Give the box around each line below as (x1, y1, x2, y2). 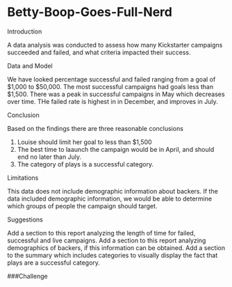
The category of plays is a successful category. (17, 160, 154, 168)
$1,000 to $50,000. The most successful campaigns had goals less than (7, 82, 214, 91)
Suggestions (7, 215, 44, 224)
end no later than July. (17, 153, 82, 161)
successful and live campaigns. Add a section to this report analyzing (7, 236, 206, 245)
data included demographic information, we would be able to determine (7, 194, 213, 203)
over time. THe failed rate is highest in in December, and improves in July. (7, 97, 218, 105)
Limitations (7, 173, 39, 182)
